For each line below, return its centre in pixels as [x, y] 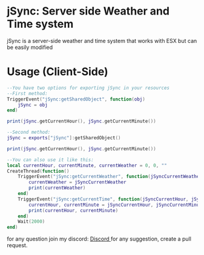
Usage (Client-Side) [58, 72]
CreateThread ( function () [38, 171]
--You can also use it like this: [51, 160]
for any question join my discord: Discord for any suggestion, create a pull [99, 239]
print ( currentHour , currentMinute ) [74, 210]
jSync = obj [33, 105]
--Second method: [29, 132]
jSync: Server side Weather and [88, 11]
